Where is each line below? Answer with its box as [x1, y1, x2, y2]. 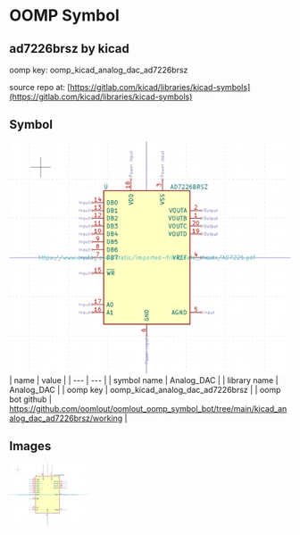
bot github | [9, 394, 52, 405]
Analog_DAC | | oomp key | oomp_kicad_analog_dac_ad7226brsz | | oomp [9, 384, 281, 395]
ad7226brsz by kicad [9, 41, 129, 56]
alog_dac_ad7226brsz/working [9, 413, 123, 423]
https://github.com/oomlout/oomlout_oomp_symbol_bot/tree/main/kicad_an [9, 403, 287, 414]
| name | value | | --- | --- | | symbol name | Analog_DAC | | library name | [9, 374, 279, 385]
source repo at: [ [9, 82, 71, 92]
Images [9, 439, 52, 454]
